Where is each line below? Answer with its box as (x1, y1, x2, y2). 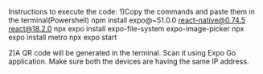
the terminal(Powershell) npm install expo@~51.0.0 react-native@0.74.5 (8, 15, 246, 25)
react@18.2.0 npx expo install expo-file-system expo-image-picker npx (8, 24, 245, 33)
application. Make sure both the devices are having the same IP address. (8, 56, 249, 66)
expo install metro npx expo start (8, 32, 117, 42)
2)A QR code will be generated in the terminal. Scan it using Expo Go (8, 48, 236, 57)
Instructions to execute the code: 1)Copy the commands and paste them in (8, 7, 255, 16)
